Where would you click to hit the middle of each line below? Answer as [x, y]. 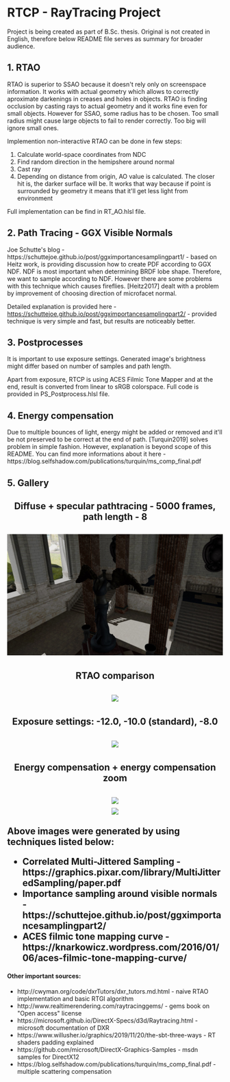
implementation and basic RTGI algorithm [75, 998]
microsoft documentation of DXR [63, 1028]
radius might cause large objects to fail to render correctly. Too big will [107, 121]
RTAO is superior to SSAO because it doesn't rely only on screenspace [107, 84]
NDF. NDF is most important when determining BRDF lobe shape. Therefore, [115, 271]
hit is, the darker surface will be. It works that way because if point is [114, 184]
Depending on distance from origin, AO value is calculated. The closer [116, 176]
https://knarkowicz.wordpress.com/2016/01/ [121, 947]
